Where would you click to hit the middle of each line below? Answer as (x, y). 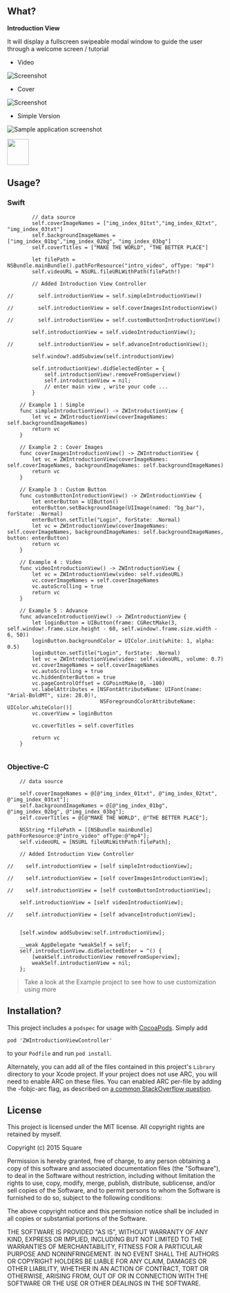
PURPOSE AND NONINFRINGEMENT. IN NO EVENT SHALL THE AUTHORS (113, 1254)
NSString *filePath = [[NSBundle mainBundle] (86, 829)
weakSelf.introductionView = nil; (82, 963)
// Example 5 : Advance (54, 611)
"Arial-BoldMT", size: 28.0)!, (52, 695)
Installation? (35, 1011)
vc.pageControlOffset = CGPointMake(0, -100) (99, 683)
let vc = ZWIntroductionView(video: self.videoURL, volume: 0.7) (128, 659)
